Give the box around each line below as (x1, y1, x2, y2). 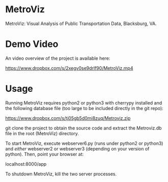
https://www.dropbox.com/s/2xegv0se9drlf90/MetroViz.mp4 (5, 65, 133, 71)
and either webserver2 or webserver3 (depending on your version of (5, 145, 150, 151)
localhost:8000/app (5, 161, 47, 167)
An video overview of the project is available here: (5, 55, 110, 61)
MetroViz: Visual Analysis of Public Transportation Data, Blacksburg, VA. (5, 20, 157, 27)
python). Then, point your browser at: (5, 151, 84, 157)
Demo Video (5, 38, 59, 50)
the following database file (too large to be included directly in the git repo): (5, 105, 164, 111)
